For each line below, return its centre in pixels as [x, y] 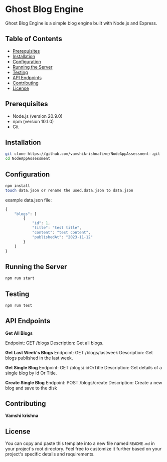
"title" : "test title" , [57, 228]
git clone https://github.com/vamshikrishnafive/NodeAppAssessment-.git [83, 154]
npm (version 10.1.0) [33, 121]
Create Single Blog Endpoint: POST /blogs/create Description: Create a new [84, 382]
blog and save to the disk [31, 388]
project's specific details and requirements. [50, 454]
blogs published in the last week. [39, 358]
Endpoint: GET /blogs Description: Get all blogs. [54, 343]
